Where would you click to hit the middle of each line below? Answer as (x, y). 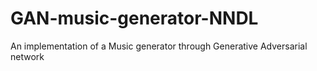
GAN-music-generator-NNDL (134, 18)
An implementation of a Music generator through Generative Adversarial (159, 46)
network (27, 56)
